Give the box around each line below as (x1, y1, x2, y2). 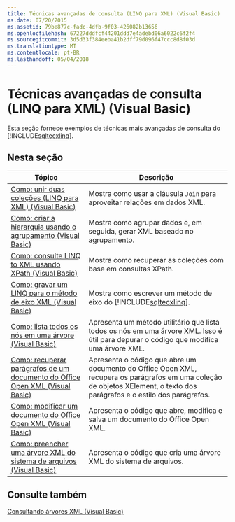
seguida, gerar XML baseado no (88, 226, 194, 236)
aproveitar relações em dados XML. (88, 197, 206, 207)
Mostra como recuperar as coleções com (88, 255, 224, 264)
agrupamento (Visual (10, 230, 80, 240)
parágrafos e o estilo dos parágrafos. (88, 390, 211, 400)
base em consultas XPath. (88, 264, 174, 274)
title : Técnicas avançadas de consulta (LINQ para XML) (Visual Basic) (7, 10, 220, 17)
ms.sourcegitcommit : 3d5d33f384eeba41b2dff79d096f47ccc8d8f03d (7, 36, 196, 43)
